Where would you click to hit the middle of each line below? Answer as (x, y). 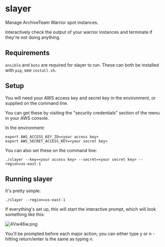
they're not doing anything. (33, 37)
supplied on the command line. (37, 103)
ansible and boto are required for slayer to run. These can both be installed (82, 65)
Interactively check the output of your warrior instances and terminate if (79, 32)
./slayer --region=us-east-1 (35, 200)
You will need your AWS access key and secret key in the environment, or (81, 98)
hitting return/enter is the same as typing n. (49, 239)
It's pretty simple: (23, 191)
